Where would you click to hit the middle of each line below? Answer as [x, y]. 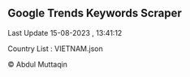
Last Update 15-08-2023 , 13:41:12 [65, 32]
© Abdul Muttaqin [38, 64]
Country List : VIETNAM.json [55, 49]
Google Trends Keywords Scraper [95, 13]
